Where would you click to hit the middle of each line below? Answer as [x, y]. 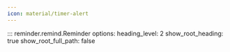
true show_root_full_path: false [51, 41]
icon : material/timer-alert [48, 14]
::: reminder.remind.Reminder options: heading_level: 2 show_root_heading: [115, 33]
